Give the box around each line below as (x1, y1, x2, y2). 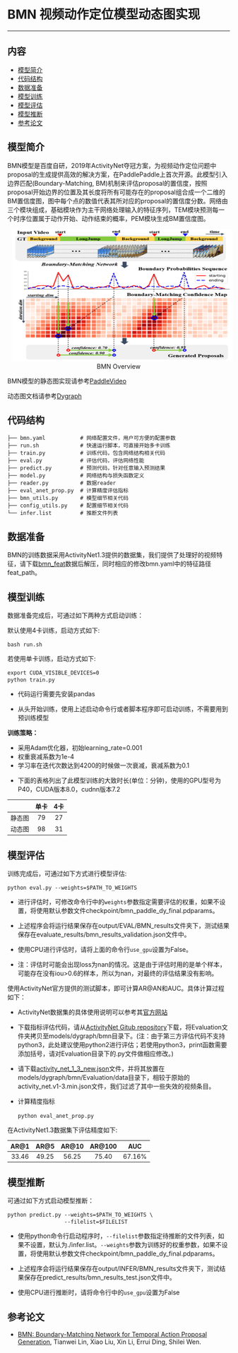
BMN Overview (96, 362, 141, 371)
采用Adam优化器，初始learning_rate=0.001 (17, 744, 143, 752)
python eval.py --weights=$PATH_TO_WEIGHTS (7, 884, 138, 892)
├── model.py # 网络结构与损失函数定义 (7, 472, 145, 479)
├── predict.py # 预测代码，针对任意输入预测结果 (7, 465, 166, 472)
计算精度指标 (17, 1097, 55, 1106)
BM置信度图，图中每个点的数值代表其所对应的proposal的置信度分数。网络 (7, 196, 222, 205)
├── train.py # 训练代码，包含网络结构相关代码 (7, 450, 166, 457)
